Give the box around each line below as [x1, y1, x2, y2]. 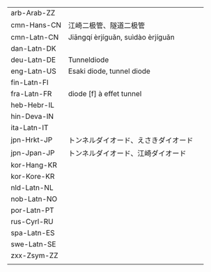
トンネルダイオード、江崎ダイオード [68, 149, 187, 158]
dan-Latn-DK [10, 44, 56, 53]
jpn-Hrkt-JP [10, 135, 53, 145]
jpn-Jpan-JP [10, 148, 55, 157]
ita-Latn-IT [10, 123, 49, 132]
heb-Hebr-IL [10, 100, 54, 110]
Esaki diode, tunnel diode [68, 66, 151, 76]
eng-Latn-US [10, 66, 57, 76]
